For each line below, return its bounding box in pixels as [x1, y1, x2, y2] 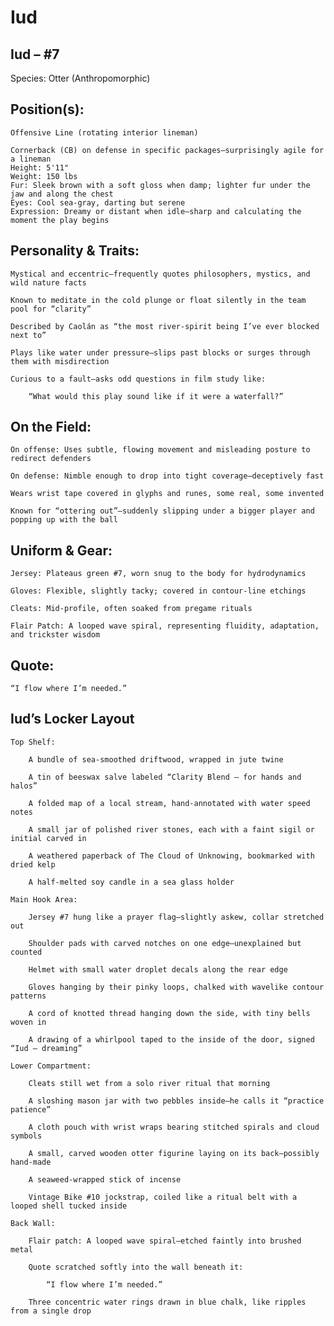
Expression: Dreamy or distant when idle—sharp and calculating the [10, 206, 302, 216]
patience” [10, 1104, 52, 1115]
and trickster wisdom [10, 630, 101, 640]
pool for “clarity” [10, 304, 92, 314]
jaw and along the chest [10, 189, 114, 199]
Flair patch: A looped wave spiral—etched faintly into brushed [28, 1236, 302, 1246]
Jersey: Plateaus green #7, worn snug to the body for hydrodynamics [10, 569, 307, 579]
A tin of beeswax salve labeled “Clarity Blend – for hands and [28, 772, 302, 782]
